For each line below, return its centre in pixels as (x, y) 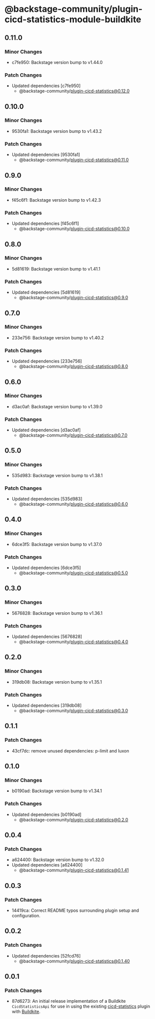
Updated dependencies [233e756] (47, 361)
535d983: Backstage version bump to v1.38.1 (57, 475)
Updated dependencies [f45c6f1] (45, 224)
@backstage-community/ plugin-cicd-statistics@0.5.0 (74, 573)
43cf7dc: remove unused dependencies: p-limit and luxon (70, 750)
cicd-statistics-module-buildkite (73, 19)
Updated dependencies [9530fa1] (46, 155)
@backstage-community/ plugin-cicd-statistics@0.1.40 (74, 961)
